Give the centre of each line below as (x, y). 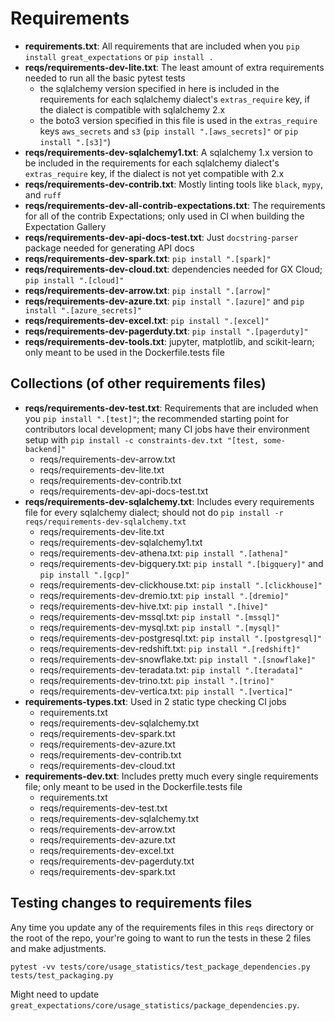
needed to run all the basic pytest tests (105, 78)
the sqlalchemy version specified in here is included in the (159, 88)
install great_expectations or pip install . (119, 56)
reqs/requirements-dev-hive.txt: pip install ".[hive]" (154, 606)
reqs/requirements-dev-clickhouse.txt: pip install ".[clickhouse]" (181, 584)
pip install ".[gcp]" (84, 575)
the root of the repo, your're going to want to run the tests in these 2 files (161, 938)
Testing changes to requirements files (131, 903)
